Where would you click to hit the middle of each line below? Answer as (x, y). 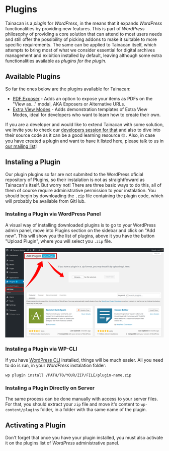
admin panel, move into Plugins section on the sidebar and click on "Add (80, 230)
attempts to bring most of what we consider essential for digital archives (80, 50)
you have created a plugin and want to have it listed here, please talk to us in (84, 141)
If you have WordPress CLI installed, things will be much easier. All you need (84, 360)
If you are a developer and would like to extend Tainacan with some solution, (84, 124)
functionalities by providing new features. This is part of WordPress (75, 28)
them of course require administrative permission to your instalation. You (80, 190)
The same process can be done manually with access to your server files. (82, 399)
